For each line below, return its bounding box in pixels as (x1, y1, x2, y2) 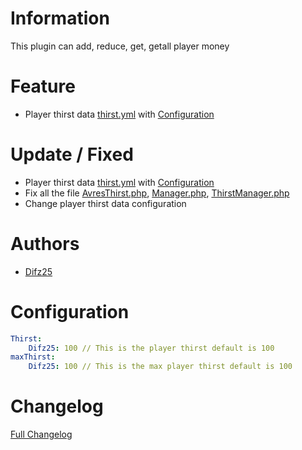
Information (10, 7, 110, 30)
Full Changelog (10, 428, 73, 441)
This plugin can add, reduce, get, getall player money (10, 40, 230, 52)
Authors (10, 233, 80, 255)
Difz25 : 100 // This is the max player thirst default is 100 (28, 362, 293, 372)
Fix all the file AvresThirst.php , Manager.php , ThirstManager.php (24, 187, 290, 199)
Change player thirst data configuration (24, 197, 187, 209)
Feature (10, 75, 76, 98)
